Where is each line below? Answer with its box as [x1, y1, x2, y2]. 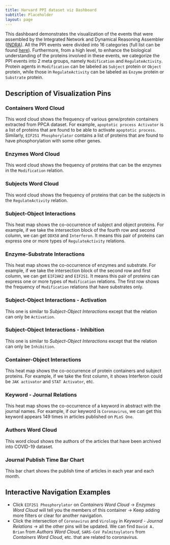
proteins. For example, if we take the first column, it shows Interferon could [5, 373, 163, 379]
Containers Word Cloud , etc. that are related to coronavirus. [12, 534, 138, 540]
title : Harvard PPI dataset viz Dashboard [5, 7, 97, 13]
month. [5, 473, 20, 480]
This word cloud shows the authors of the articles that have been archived [5, 438, 161, 444]
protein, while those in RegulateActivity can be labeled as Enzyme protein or [5, 69, 164, 75]
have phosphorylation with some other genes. [5, 138, 102, 144]
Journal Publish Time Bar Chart [5, 456, 84, 463]
